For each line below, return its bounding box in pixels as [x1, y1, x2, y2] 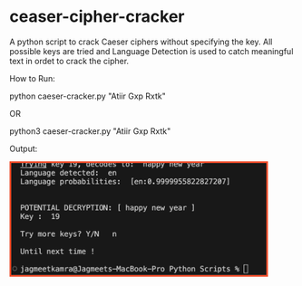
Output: [9, 143, 38, 154]
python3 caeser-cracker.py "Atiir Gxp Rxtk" [9, 125, 171, 137]
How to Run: [9, 72, 56, 83]
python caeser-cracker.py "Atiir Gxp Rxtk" [9, 91, 166, 101]
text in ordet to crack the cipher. [9, 55, 130, 66]
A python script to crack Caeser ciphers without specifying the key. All [9, 36, 273, 47]
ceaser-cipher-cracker [9, 6, 185, 27]
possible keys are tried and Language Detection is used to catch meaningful [9, 45, 294, 56]
